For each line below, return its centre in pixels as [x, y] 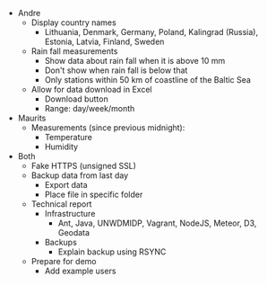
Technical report [61, 204]
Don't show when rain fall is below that [116, 70]
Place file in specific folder [94, 194]
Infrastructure [70, 214]
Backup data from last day [80, 175]
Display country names [73, 22]
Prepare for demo [64, 261]
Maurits [32, 118]
